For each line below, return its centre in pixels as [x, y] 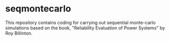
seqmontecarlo [38, 9]
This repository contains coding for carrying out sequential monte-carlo [81, 22]
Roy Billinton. [19, 33]
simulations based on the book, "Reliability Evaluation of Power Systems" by [85, 27]
